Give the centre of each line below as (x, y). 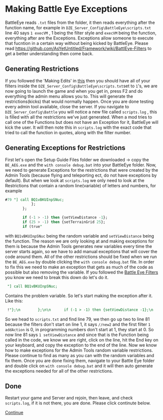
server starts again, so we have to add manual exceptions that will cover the (81, 251)
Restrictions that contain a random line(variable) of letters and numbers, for (81, 185)
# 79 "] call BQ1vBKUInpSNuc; (35, 200)
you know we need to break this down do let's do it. (57, 277)
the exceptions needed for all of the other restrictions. (59, 371)
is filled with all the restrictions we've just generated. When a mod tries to (79, 117)
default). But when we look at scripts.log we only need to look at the (75, 180)
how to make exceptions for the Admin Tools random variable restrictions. (79, 350)
